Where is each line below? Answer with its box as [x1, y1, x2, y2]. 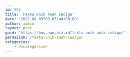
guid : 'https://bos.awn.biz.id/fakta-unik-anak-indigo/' [5, 30, 126, 35]
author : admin [5, 21, 35, 26]
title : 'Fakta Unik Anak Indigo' [5, 12, 75, 17]
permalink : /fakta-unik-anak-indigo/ [5, 35, 84, 40]
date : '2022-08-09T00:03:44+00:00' [5, 16, 79, 21]
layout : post [5, 26, 32, 31]
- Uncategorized [14, 44, 48, 49]
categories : [5, 40, 30, 45]
